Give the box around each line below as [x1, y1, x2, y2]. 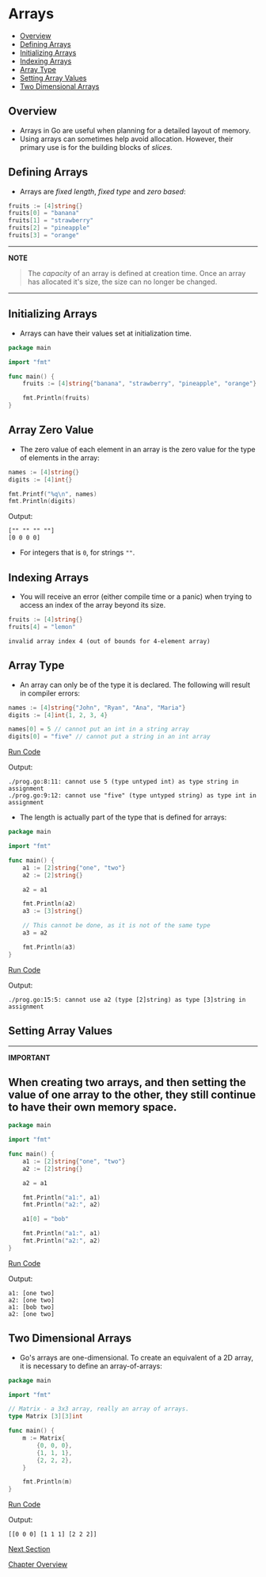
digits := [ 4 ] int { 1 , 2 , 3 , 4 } [8, 711, 108, 719]
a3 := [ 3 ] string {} [22, 907, 83, 915]
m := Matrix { [22, 1434, 66, 1442]
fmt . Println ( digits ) [8, 497, 77, 505]
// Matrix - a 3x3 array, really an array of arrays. [8, 1405, 190, 1413]
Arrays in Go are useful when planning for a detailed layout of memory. [19, 125, 251, 135]
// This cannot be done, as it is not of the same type [22, 922, 211, 930]
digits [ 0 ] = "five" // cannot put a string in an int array [8, 733, 211, 741]
